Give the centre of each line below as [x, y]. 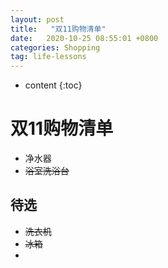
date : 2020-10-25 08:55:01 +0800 [84, 38]
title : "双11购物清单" [58, 29]
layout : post [37, 19]
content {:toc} [53, 85]
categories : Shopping [55, 47]
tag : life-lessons [48, 57]
